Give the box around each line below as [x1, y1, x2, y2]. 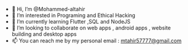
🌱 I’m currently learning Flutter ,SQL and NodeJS [11, 18, 131, 25]
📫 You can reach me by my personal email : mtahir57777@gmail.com [11, 37, 182, 44]
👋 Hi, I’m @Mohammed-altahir [11, 6, 86, 12]
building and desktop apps [11, 31, 77, 38]
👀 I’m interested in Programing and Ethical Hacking [11, 12, 136, 19]
